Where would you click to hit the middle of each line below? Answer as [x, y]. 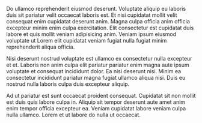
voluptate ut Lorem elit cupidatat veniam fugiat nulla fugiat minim [87, 40]
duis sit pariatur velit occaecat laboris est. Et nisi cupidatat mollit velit [92, 15]
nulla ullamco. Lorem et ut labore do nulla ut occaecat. [74, 115]
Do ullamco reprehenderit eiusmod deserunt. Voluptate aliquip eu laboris [96, 9]
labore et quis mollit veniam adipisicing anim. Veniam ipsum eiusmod [91, 34]
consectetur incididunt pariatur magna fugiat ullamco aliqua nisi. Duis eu [96, 78]
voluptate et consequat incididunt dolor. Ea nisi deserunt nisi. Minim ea [94, 71]
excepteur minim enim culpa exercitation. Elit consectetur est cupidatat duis [100, 28]
